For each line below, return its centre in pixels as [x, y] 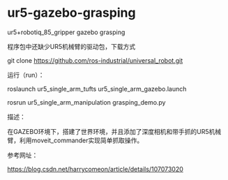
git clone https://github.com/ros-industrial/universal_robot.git [95, 60]
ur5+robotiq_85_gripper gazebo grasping [66, 32]
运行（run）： [26, 75]
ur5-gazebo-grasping [71, 13]
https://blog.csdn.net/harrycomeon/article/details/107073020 [95, 169]
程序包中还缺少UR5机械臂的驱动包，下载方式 [71, 46]
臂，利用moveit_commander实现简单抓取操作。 [75, 140]
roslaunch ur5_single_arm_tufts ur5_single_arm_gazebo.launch [97, 89]
